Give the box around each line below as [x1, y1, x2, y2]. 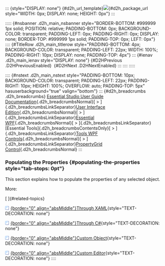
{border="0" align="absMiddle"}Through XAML [10, 205, 108, 211]
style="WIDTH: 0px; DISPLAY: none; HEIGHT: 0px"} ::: [5, 10, 115, 16]
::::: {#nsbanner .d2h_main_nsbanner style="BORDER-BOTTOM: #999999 [5, 20, 156, 26]
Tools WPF [76, 131, 98, 136]
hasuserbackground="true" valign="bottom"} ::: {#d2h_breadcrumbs [5, 88, 146, 94]
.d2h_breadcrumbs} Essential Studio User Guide [5, 94, 104, 99]
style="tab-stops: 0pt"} [5, 165, 65, 172]
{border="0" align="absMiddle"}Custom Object [10, 235, 108, 241]
